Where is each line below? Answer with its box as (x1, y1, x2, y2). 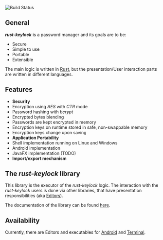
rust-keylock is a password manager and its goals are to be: (5, 32, 127, 38)
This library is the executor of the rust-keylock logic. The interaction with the (5, 182, 159, 188)
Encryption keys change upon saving (12, 129, 87, 135)
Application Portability (12, 135, 59, 140)
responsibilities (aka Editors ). (5, 193, 63, 199)
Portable (12, 51, 30, 57)
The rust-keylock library (5, 170, 80, 178)
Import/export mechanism (12, 155, 67, 161)
